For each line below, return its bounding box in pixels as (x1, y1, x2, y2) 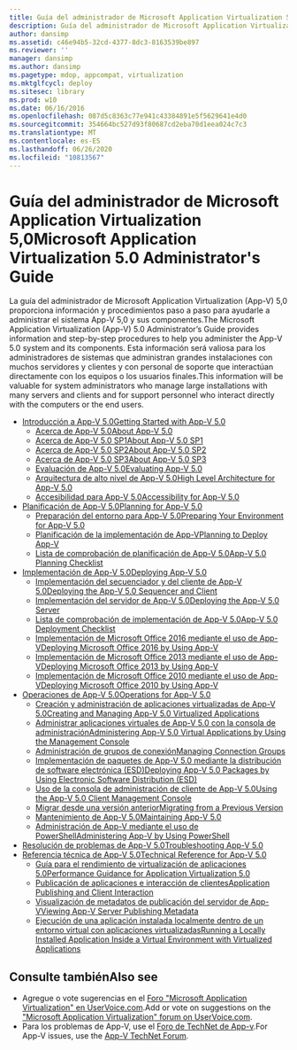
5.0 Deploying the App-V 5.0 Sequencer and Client (34, 586, 218, 596)
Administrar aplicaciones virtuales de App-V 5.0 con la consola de (34, 718, 276, 728)
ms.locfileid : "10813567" (9, 152, 104, 162)
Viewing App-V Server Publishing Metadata (41, 906, 199, 917)
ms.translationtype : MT (9, 128, 97, 137)
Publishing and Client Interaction (34, 887, 155, 898)
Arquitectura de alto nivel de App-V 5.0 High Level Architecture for (34, 473, 276, 484)
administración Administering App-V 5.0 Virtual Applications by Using (34, 727, 286, 738)
